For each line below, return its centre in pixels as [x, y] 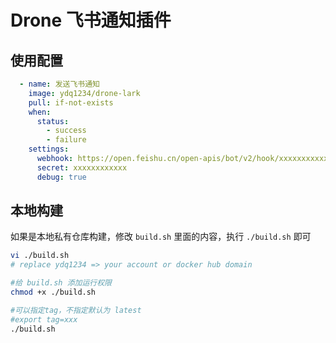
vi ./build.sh [40, 256]
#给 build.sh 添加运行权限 [61, 283]
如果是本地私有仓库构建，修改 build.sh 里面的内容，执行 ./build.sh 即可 [161, 237]
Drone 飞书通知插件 [91, 20]
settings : [49, 149]
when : [40, 112]
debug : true [61, 177]
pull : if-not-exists [71, 102]
